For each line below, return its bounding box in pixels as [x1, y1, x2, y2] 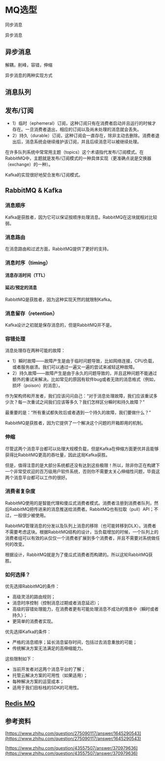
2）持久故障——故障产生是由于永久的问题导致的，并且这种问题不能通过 [12, 370, 157, 376]
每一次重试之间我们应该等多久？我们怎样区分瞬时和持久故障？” [18, 399, 145, 405]
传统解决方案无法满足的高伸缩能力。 [12, 646, 86, 651]
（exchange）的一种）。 [5, 161, 53, 167]
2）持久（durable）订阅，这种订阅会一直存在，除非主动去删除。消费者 [12, 132, 156, 138]
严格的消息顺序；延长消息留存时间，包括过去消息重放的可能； [12, 639, 137, 645]
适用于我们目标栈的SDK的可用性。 [12, 685, 82, 691]
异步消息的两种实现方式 [5, 72, 53, 78]
